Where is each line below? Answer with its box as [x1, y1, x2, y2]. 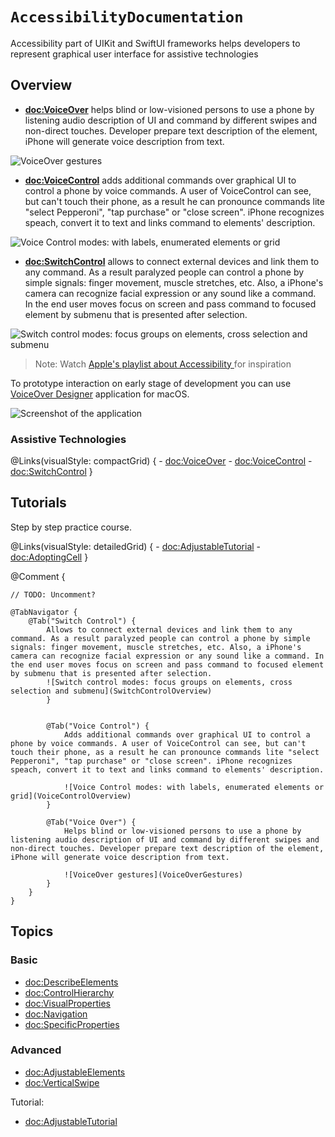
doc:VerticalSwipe [24, 1076, 100, 1088]
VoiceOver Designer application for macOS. [10, 388, 190, 400]
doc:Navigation [24, 1008, 88, 1020]
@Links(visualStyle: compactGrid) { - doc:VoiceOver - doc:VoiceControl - [10, 455, 313, 467]
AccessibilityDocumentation [10, 8, 244, 27]
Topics [10, 923, 54, 940]
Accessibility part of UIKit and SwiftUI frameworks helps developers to [10, 37, 301, 49]
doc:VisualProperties [24, 997, 112, 1009]
